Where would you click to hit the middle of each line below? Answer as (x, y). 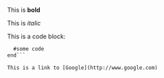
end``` (16, 55)
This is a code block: (36, 36)
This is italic (24, 23)
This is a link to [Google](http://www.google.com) (82, 68)
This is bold (24, 10)
